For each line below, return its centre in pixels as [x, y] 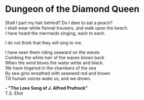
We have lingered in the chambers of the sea [51, 68]
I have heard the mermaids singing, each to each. [55, 33]
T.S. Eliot [14, 93]
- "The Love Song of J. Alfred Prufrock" [46, 88]
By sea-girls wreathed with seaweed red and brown [58, 73]
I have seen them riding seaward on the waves [53, 52]
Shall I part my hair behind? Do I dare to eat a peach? [59, 23]
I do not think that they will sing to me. [44, 42]
